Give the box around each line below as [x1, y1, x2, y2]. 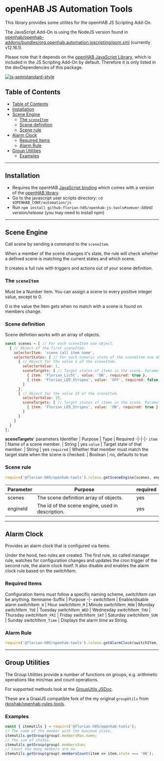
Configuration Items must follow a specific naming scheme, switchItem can [5, 591, 156, 597]
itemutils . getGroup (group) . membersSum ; [5, 742, 86, 747]
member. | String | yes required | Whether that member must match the [5, 447, 149, 452]
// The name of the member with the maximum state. [5, 728, 112, 733]
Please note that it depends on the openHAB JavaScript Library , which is [5, 54, 151, 60]
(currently [130, 39, 150, 45]
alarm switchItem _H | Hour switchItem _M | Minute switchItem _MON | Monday [5, 601, 155, 607]
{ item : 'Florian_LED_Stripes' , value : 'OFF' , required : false [26, 377, 159, 382]
